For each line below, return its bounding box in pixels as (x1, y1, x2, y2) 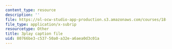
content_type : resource (5, 7, 56, 13)
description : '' (5, 12, 40, 17)
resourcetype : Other (5, 27, 50, 32)
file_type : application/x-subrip (5, 21, 77, 27)
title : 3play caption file (5, 31, 63, 36)
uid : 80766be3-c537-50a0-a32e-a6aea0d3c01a (5, 36, 100, 41)
